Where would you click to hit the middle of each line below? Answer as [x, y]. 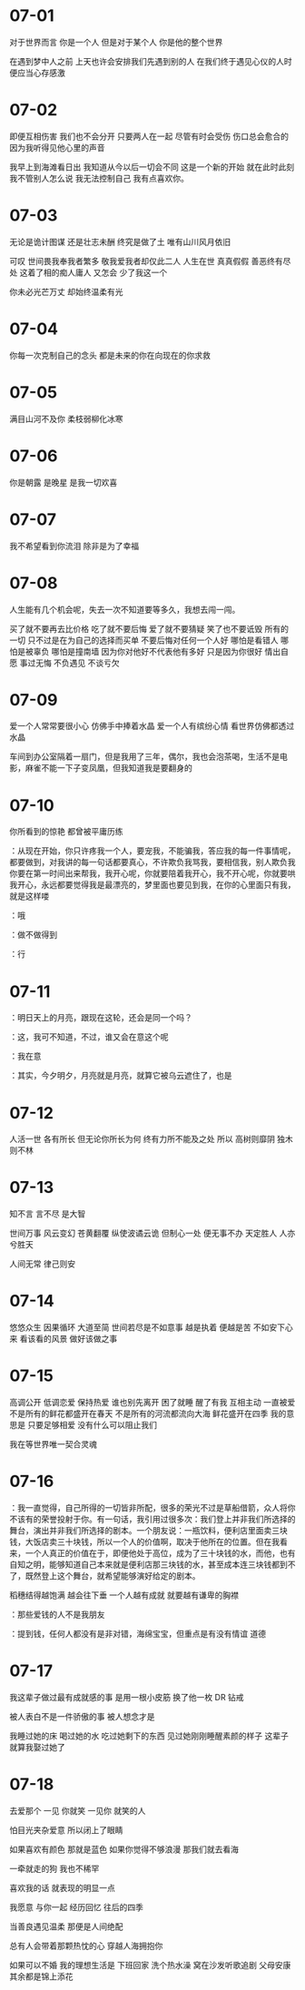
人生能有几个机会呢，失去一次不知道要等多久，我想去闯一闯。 [125, 609]
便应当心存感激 [37, 73]
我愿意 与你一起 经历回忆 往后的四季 [76, 1906]
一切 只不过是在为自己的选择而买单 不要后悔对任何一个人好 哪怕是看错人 [144, 640]
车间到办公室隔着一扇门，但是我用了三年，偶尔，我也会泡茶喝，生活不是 [144, 757]
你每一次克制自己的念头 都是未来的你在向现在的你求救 [110, 355]
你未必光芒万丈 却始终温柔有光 [66, 291]
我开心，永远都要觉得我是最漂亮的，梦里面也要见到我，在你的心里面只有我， [152, 885]
